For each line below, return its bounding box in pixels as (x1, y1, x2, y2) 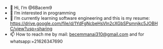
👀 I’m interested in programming (9, 10, 76, 16)
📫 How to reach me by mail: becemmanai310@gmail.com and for (9, 31, 145, 37)
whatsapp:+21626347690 (9, 39, 63, 44)
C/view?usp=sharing (9, 26, 53, 32)
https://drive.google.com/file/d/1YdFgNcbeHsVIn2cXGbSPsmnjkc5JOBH (9, 20, 158, 26)
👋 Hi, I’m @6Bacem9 (9, 5, 52, 10)
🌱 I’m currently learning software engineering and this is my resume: (9, 15, 150, 21)
